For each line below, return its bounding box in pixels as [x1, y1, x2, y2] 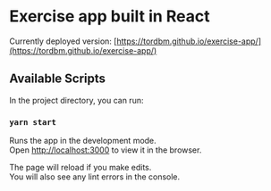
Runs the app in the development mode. [9, 136, 157, 146]
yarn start [9, 117, 56, 127]
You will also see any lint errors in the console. [9, 171, 181, 182]
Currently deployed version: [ [9, 36, 117, 46]
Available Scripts [9, 71, 106, 87]
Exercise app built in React [9, 6, 210, 27]
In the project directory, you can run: [9, 95, 144, 105]
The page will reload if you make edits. [9, 162, 152, 173]
